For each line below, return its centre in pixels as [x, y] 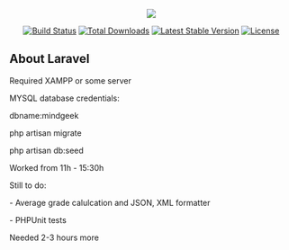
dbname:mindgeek [44, 115]
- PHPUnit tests [38, 219]
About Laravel [50, 59]
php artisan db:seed [46, 150]
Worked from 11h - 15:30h [57, 167]
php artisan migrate [46, 133]
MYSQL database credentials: [64, 98]
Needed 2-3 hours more [54, 237]
